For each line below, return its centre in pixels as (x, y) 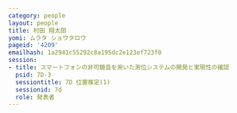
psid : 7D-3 (33, 75)
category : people (37, 16)
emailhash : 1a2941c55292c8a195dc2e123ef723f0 (85, 53)
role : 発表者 (35, 97)
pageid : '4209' (33, 45)
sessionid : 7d (39, 90)
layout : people (33, 23)
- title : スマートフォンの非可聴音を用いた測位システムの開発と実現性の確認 (119, 68)
